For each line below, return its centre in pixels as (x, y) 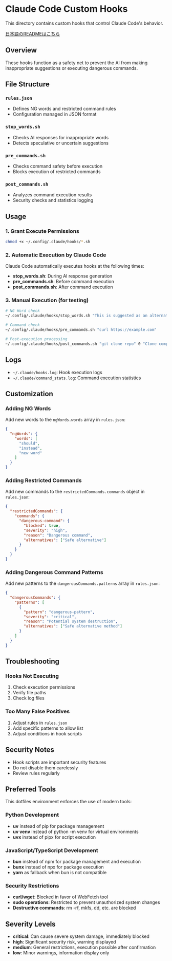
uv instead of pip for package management (58, 826)
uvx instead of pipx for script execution (54, 837)
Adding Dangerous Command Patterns (54, 572)
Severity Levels (30, 924)
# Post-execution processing (36, 339)
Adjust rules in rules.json (40, 723)
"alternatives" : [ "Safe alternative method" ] (73, 626)
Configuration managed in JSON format (55, 114)
